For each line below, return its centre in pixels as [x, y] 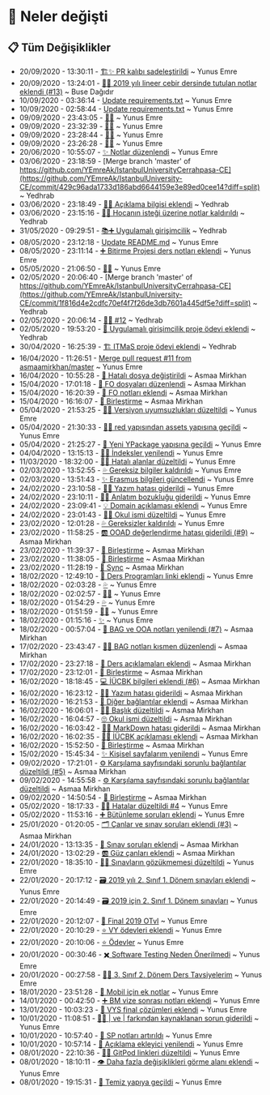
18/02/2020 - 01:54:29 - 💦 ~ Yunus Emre [87, 602]
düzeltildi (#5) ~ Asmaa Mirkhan [73, 772]
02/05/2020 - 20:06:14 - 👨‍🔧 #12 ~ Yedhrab [91, 320]
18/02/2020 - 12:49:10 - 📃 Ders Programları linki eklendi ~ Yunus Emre [136, 576]
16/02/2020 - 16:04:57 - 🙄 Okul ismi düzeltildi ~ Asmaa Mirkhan [126, 719]
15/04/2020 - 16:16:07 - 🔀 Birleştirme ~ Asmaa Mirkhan [111, 401]
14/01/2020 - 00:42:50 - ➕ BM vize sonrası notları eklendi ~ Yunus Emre [139, 1001]
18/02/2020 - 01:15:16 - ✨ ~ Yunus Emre [86, 620]
